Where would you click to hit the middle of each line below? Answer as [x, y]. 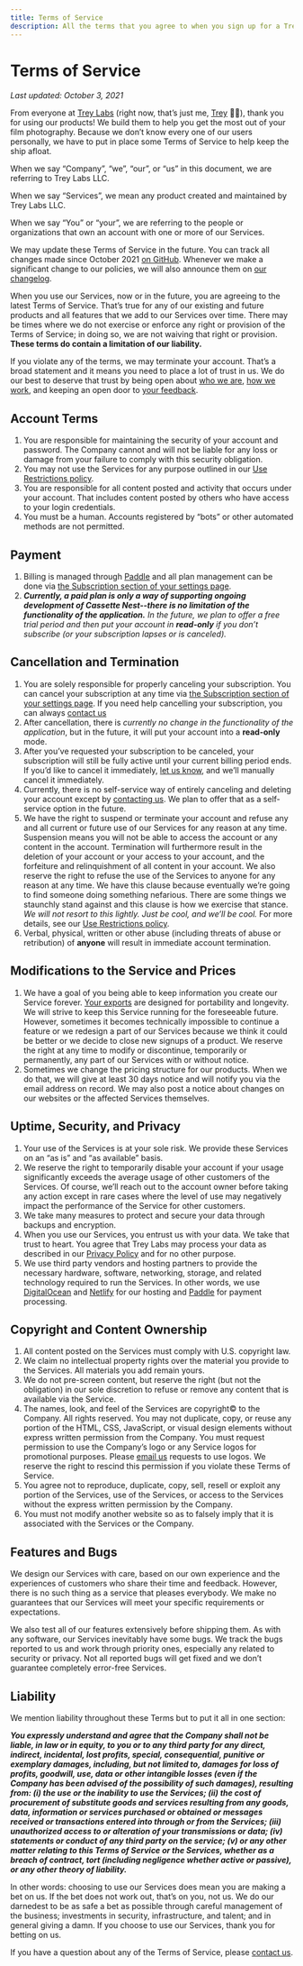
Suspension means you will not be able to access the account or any [150, 837]
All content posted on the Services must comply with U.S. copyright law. [157, 1351]
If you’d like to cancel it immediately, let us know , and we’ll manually [149, 770]
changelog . [31, 279]
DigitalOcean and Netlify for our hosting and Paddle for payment [143, 1292]
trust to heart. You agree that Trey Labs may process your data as [145, 1244]
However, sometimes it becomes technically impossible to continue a [151, 1021]
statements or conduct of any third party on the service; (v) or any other [148, 1841]
